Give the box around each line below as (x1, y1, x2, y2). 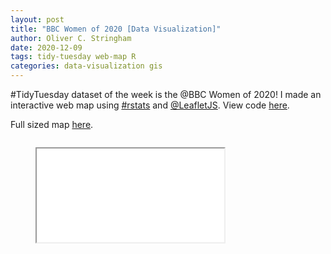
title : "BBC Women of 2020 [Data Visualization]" (10, 24, 222, 34)
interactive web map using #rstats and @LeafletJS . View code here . (10, 99, 290, 111)
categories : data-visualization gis (10, 61, 163, 71)
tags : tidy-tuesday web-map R (10, 52, 137, 62)
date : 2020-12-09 (10, 42, 83, 53)
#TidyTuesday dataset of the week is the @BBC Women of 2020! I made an (10, 89, 322, 100)
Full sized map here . (10, 119, 94, 130)
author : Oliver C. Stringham (10, 33, 132, 43)
